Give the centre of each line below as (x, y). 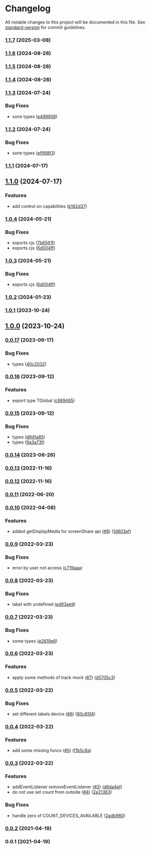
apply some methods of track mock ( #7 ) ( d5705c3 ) (64, 677)
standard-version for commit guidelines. (45, 27)
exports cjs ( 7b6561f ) (33, 243)
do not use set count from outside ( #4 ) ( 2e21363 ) (62, 792)
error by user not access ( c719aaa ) (47, 568)
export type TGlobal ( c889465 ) (43, 400)
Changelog (28, 9)
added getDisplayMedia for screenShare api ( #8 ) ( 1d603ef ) (72, 531)
